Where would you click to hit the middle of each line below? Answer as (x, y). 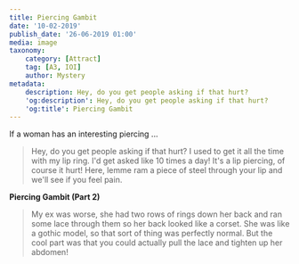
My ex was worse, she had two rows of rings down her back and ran (157, 214)
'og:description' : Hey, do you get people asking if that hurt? (147, 100)
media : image (33, 42)
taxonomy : (28, 51)
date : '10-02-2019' (45, 26)
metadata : (28, 84)
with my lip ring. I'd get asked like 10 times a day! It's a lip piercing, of (158, 161)
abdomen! (49, 252)
